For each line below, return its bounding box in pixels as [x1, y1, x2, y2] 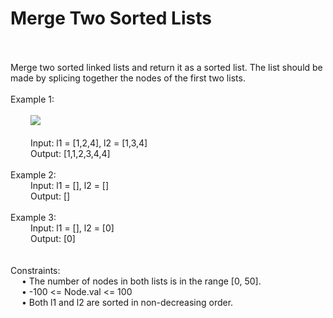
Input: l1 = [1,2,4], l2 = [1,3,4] [29, 137, 148, 149]
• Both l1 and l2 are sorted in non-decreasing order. [21, 296, 234, 308]
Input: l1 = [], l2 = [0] [29, 222, 115, 234]
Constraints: [10, 264, 61, 276]
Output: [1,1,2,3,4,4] [29, 147, 111, 159]
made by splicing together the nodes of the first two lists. [10, 72, 246, 84]
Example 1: [10, 93, 55, 105]
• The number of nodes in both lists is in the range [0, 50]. [21, 275, 262, 287]
